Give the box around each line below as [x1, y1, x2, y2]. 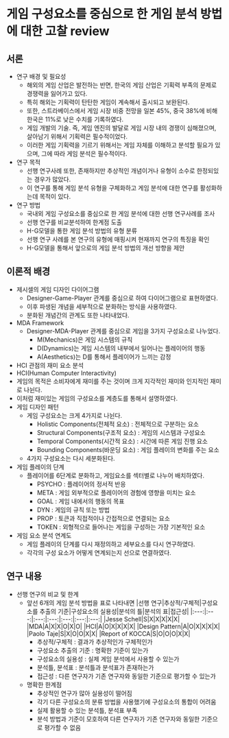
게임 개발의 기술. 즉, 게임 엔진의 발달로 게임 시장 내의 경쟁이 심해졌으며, [26, 124, 217, 132]
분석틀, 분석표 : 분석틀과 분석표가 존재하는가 [36, 663, 154, 671]
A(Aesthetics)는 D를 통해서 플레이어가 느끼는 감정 [36, 353, 171, 361]
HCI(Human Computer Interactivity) [16, 368, 117, 377]
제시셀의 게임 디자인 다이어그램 [16, 285, 99, 294]
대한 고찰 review [20, 23, 110, 39]
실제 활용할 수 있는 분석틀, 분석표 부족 [36, 706, 138, 714]
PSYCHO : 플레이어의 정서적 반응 [36, 479, 126, 488]
